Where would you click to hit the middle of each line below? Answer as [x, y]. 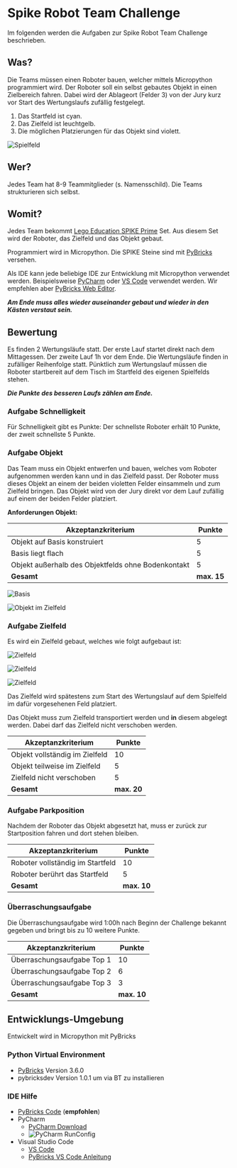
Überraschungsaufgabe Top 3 [61, 982]
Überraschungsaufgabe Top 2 [61, 971]
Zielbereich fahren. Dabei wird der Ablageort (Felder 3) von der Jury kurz [114, 94]
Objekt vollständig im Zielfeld [59, 755]
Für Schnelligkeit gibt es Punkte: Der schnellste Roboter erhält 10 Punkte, [114, 427]
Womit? [25, 214]
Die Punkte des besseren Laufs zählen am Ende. [80, 393]
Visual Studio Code [46, 1142]
